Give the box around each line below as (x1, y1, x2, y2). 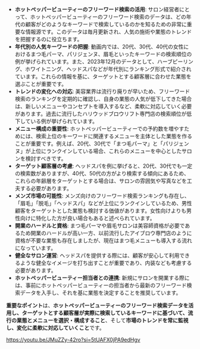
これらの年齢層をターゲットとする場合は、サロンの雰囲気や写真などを (14, 177, 187, 184)
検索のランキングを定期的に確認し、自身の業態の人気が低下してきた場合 (14, 95, 192, 102)
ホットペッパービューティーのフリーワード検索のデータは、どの (30, 13, 186, 20)
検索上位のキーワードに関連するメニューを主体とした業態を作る (35, 132, 192, 140)
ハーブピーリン (157, 58, 193, 65)
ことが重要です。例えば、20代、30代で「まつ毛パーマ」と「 (14, 140, 164, 147)
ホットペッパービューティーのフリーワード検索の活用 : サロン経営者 (14, 6, 180, 13)
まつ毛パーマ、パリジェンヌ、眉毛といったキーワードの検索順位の (30, 51, 192, 57)
